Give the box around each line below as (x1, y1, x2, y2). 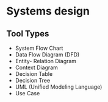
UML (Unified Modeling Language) (15, 83, 103, 90)
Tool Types (6, 29, 49, 39)
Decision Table (15, 70, 53, 77)
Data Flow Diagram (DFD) (15, 51, 80, 58)
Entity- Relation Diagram (15, 58, 77, 64)
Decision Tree (15, 77, 51, 84)
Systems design (6, 4, 90, 18)
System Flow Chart (15, 44, 63, 52)
